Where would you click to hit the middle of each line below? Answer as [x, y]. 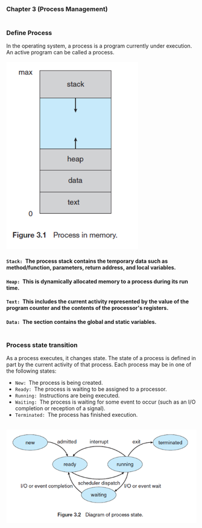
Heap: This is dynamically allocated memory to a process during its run [97, 281]
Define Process [29, 33]
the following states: [31, 371]
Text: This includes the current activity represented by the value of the [98, 301]
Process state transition [42, 345]
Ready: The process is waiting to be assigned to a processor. [91, 389]
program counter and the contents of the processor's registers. [87, 308]
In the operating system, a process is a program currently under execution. [99, 46]
